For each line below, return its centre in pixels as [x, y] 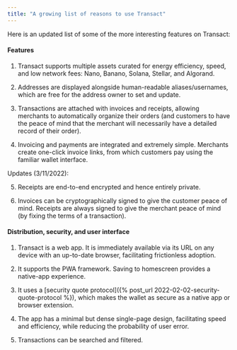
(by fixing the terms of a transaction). [72, 216]
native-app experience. [52, 276]
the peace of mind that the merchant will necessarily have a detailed [117, 123]
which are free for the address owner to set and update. [99, 94]
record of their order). [49, 131]
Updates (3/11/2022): [38, 173]
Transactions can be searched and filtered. [80, 340]
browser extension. [46, 305]
